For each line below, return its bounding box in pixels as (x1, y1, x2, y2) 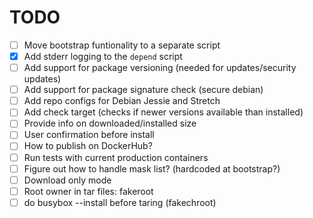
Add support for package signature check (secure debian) (23, 84, 264, 96)
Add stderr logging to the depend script (23, 51, 183, 62)
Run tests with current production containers (23, 151, 209, 163)
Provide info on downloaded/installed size (23, 117, 197, 130)
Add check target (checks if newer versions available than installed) (23, 106, 304, 118)
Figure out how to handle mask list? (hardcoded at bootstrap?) (23, 162, 281, 175)
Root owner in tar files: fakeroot (23, 185, 154, 197)
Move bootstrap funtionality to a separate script (23, 39, 221, 51)
